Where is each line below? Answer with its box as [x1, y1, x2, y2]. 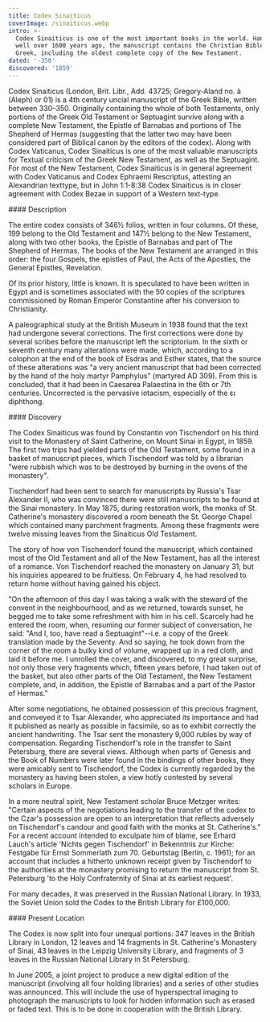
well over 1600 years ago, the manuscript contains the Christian [15, 42, 243, 50]
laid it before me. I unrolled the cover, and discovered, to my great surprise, [8, 653, 258, 664]
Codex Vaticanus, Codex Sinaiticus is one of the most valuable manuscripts [8, 146, 259, 155]
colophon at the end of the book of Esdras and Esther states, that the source [8, 353, 262, 363]
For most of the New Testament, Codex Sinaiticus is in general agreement [8, 163, 252, 173]
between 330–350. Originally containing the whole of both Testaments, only [8, 103, 260, 113]
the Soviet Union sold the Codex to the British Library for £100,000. [8, 897, 231, 907]
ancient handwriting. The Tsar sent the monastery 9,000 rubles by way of [8, 729, 252, 739]
